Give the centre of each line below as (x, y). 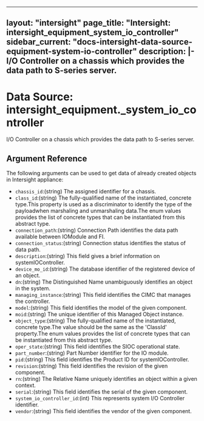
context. (25, 385)
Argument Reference (47, 158)
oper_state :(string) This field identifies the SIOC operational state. (97, 347)
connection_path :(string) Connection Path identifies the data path (97, 230)
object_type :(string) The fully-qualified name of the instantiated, (95, 321)
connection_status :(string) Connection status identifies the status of (100, 243)
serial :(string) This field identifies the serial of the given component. (101, 392)
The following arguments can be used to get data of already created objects (101, 173)
